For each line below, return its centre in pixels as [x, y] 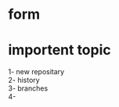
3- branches [28, 88]
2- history [24, 80]
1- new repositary [36, 72]
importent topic [59, 50]
